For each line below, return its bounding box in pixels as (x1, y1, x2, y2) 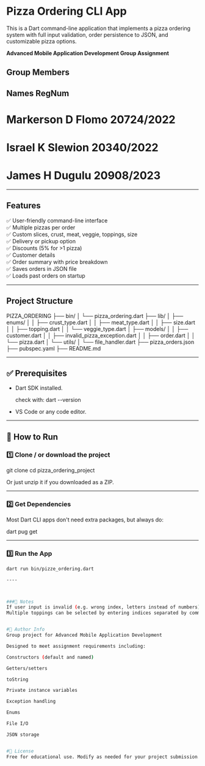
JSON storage (6, 731, 40, 738)
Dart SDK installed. (15, 384, 63, 392)
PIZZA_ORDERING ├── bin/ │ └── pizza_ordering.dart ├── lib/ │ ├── (6, 312, 184, 319)
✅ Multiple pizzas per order (6, 224, 76, 231)
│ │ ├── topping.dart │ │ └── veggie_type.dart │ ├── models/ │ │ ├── (6, 325, 189, 332)
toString (6, 676, 29, 683)
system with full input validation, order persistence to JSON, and (6, 31, 168, 38)
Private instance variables (6, 688, 78, 694)
